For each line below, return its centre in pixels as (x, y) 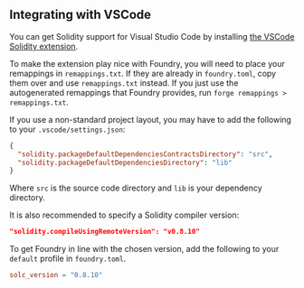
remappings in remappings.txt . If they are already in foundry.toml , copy (143, 73)
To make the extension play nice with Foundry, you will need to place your (147, 63)
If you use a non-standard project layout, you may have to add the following (151, 119)
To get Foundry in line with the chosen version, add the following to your (144, 249)
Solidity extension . (44, 46)
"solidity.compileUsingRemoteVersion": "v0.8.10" (105, 232)
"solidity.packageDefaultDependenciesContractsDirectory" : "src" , (145, 154)
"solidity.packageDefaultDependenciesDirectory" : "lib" (125, 163)
